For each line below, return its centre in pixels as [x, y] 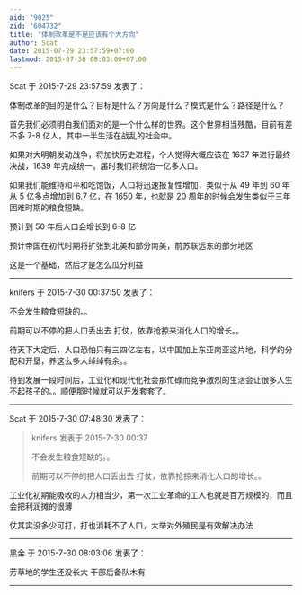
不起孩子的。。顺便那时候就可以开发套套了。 [90, 391]
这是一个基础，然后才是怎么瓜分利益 [76, 265]
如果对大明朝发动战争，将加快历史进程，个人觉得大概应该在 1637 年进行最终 [150, 155]
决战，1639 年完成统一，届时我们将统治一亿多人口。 [106, 166]
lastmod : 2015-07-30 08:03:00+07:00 [78, 59]
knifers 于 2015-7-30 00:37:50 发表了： [82, 292]
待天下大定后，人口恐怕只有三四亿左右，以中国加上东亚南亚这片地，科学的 [147, 350]
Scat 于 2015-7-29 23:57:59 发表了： [77, 86]
